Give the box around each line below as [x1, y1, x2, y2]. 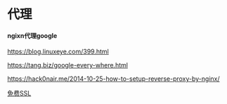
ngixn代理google [7, 31, 58, 39]
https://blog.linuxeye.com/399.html [7, 47, 109, 56]
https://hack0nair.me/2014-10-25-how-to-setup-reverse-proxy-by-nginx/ [7, 74, 220, 83]
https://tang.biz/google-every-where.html [7, 61, 129, 70]
